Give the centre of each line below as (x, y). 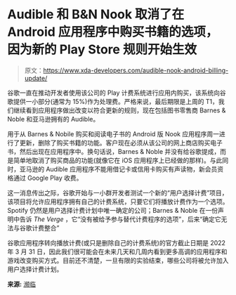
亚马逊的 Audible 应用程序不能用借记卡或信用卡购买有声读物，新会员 (118, 169)
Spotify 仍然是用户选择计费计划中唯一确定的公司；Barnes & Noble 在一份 (113, 210)
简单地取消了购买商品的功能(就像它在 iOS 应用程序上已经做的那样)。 (112, 160)
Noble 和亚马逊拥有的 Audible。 (53, 119)
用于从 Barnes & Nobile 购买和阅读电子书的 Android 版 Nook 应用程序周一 (113, 133)
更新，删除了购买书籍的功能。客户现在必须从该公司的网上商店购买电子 (121, 143)
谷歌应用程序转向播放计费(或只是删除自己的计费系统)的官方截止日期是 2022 (117, 242)
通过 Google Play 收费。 (48, 178)
